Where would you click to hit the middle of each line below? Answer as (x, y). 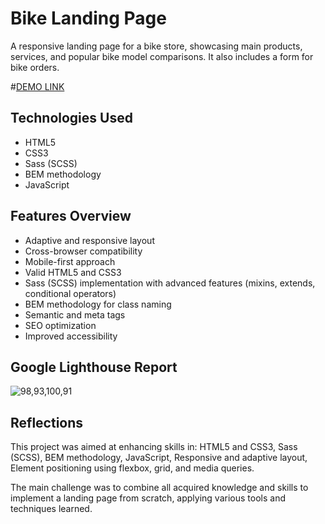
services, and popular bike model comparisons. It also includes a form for (162, 56)
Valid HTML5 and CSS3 (73, 272)
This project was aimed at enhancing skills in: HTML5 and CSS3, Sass (154, 447)
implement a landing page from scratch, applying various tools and (148, 498)
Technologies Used (71, 118)
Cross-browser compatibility (83, 251)
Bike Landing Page (88, 18)
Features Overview (71, 216)
